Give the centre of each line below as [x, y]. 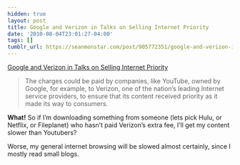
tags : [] [20, 41]
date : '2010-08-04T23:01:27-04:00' [60, 34]
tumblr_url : [25, 47]
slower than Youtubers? [42, 133]
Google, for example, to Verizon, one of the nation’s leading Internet [125, 89]
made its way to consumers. [66, 103]
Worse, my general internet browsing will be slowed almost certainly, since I [119, 146]
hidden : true [27, 14]
